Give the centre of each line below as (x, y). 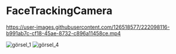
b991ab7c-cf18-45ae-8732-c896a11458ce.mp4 (64, 33)
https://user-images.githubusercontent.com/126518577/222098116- (88, 27)
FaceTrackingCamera (59, 11)
